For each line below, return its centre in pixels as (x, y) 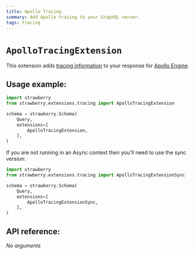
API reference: (33, 231)
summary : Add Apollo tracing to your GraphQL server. (73, 17)
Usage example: (36, 84)
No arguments (23, 246)
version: (16, 159)
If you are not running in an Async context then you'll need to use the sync (96, 153)
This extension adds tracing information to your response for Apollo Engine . (98, 66)
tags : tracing (23, 22)
